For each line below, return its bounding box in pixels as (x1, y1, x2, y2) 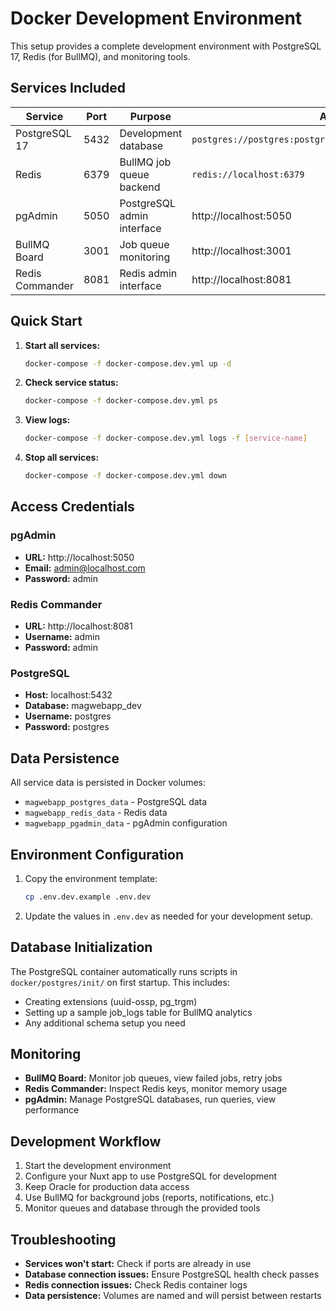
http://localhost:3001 (191, 243, 292, 257)
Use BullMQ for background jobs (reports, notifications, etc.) (24, 1192, 275, 1204)
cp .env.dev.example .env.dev (24, 892, 152, 902)
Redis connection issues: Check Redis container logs (24, 1279, 248, 1291)
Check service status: (24, 377, 119, 389)
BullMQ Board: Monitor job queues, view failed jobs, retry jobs (24, 1072, 283, 1084)
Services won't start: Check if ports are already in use (24, 1258, 252, 1270)
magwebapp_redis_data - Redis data (24, 807, 168, 819)
